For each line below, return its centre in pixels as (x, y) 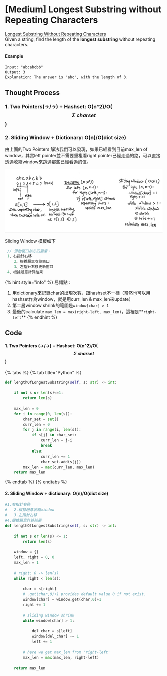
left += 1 (42, 642)
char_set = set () (41, 419)
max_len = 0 (26, 409)
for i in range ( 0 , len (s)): (43, 414)
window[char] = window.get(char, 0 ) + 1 (62, 600)
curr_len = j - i (56, 440)
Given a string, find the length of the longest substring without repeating (80, 39)
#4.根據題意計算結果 (23, 520)
